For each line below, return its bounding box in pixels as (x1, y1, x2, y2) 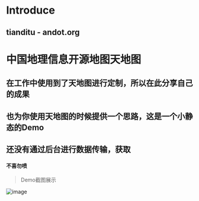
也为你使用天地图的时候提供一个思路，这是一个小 (6, 111, 185, 122)
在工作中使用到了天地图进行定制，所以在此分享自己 (6, 78, 193, 88)
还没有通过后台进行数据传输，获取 (6, 144, 131, 154)
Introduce (6, 4, 55, 17)
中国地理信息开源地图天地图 (6, 53, 142, 66)
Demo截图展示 (20, 176, 56, 184)
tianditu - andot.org (6, 27, 80, 37)
